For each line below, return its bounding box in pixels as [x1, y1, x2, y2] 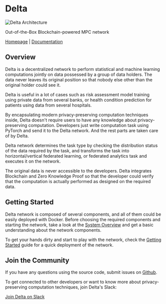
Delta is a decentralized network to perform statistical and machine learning [5, 66, 160, 72]
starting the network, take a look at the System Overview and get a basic [5, 222, 154, 228]
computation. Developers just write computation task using [28, 122, 149, 128]
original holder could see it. [5, 82, 61, 88]
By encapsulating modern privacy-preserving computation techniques [5, 112, 149, 118]
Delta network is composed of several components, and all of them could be [5, 211, 162, 217]
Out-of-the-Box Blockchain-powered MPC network [5, 29, 110, 35]
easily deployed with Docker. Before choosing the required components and [5, 216, 161, 222]
